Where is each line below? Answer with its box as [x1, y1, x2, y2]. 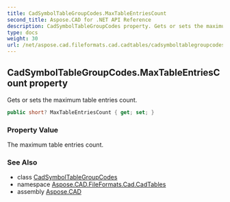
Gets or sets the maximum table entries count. [7, 96, 138, 104]
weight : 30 [7, 35, 38, 42]
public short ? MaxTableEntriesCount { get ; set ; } [7, 109, 155, 116]
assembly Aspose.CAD [16, 188, 82, 196]
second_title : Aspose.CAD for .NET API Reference [7, 16, 152, 23]
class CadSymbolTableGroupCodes [16, 173, 118, 182]
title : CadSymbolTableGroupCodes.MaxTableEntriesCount [7, 10, 167, 17]
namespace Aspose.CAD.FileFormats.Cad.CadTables [16, 180, 166, 188]
